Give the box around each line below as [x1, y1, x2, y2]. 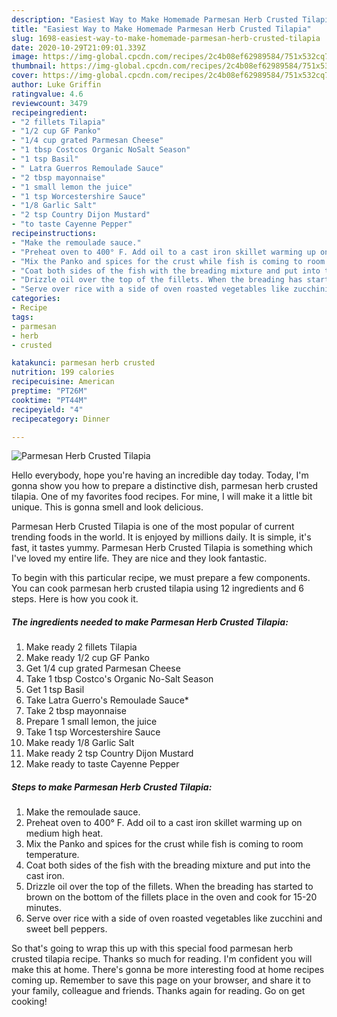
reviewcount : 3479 [11, 98, 88, 108]
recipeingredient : [11, 107, 88, 118]
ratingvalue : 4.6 [11, 89, 84, 99]
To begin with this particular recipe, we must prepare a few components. [11, 572, 311, 584]
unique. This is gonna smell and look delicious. [11, 501, 204, 513]
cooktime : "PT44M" [11, 395, 88, 405]
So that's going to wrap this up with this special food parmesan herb [11, 942, 293, 955]
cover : [11, 71, 39, 81]
